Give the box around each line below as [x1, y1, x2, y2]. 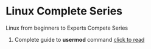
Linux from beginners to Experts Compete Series [5, 24, 128, 31]
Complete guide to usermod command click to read [14, 36, 145, 43]
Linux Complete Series [5, 4, 123, 18]
